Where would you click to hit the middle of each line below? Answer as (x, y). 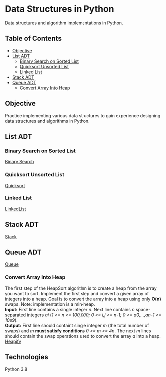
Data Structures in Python (60, 9)
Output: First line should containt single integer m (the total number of (77, 325)
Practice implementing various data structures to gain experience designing (83, 115)
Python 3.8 (16, 369)
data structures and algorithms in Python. (48, 121)
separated (16, 315)
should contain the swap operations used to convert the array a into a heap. (83, 336)
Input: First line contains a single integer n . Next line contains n (70, 309)
